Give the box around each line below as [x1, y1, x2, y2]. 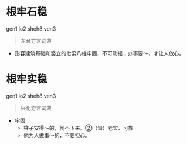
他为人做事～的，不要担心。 [23, 132, 91, 139]
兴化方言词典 [20, 104, 52, 112]
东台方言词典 [20, 37, 52, 44]
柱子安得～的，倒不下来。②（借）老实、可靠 [23, 124, 134, 131]
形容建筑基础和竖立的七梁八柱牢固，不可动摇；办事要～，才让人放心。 [14, 49, 185, 56]
